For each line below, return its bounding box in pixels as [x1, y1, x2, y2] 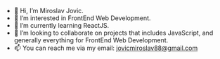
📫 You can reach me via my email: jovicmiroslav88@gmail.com [13, 44, 198, 52]
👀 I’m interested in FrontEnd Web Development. [13, 14, 151, 22]
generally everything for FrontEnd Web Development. [13, 36, 169, 44]
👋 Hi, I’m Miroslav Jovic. [13, 7, 84, 15]
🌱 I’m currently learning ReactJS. [13, 22, 110, 29]
